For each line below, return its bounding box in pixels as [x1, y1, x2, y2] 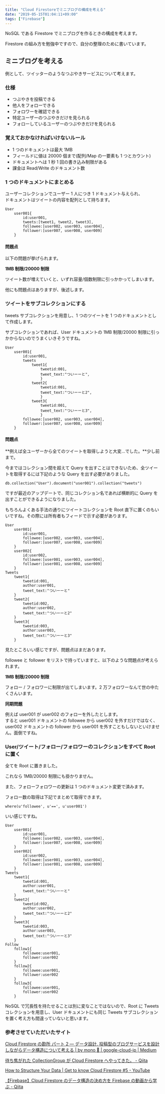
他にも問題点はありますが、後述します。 [5, 287, 87, 293]
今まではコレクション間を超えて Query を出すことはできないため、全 [5, 465, 145, 471]
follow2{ [14, 964, 32, 969]
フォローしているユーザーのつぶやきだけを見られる [12, 121, 116, 127]
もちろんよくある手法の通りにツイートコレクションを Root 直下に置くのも [5, 507, 155, 513]
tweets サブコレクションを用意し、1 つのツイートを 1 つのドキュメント [5, 312, 148, 318]
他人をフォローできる [12, 102, 56, 108]
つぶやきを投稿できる [12, 97, 56, 102]
